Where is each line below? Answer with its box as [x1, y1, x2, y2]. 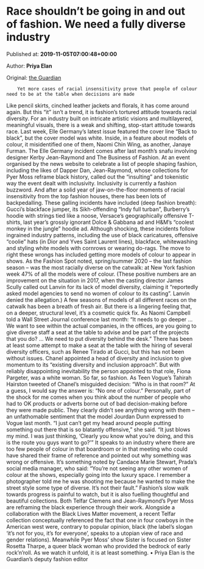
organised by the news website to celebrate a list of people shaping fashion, [6, 160, 198, 167]
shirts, [6, 218, 23, 226]
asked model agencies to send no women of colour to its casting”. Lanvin [6, 290, 190, 297]
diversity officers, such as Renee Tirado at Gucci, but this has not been [6, 348, 185, 355]
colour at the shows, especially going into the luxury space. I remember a [6, 471, 191, 478]
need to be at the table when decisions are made [6, 91, 135, 97]
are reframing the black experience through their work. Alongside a [6, 503, 175, 510]
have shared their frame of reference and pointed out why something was [6, 451, 192, 459]
